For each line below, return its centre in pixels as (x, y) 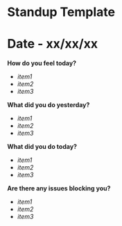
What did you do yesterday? (49, 105)
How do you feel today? (42, 63)
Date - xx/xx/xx (53, 44)
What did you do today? (42, 147)
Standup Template (61, 12)
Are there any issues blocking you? (59, 188)
